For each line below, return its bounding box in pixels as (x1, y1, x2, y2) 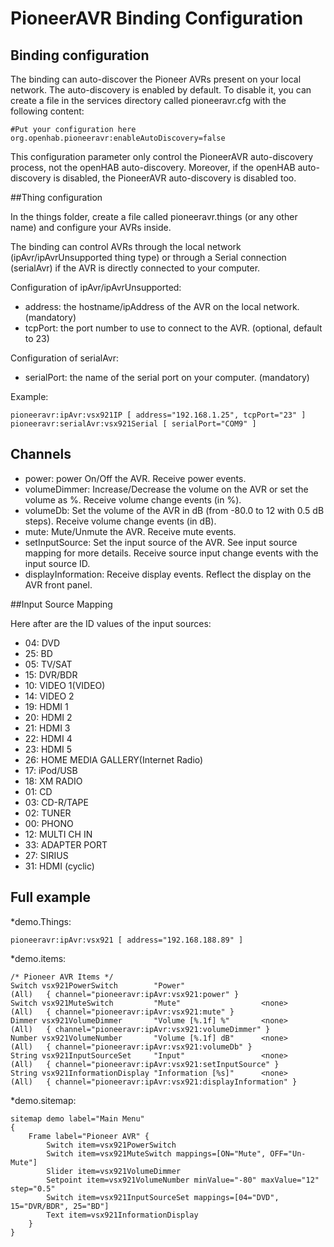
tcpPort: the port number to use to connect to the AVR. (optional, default (24, 322, 323, 334)
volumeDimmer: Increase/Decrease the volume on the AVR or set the (24, 483, 309, 495)
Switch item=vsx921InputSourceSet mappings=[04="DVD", (46, 1192, 280, 1202)
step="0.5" (10, 1183, 56, 1194)
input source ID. (24, 557, 91, 569)
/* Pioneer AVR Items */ (10, 972, 114, 982)
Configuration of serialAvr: (10, 352, 120, 364)
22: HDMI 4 (24, 732, 73, 744)
